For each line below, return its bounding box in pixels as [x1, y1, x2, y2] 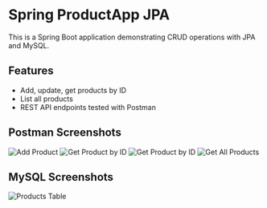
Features [8, 64, 54, 78]
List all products [19, 94, 74, 104]
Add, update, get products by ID [19, 85, 127, 95]
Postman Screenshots [8, 126, 122, 140]
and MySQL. [8, 40, 50, 50]
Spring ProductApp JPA [8, 6, 170, 24]
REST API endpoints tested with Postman [19, 102, 157, 112]
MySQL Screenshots [8, 170, 114, 184]
